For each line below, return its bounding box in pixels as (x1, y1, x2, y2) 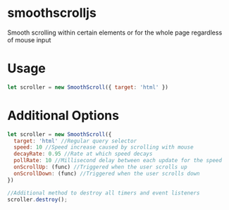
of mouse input (7, 35, 51, 44)
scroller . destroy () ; (7, 196, 68, 203)
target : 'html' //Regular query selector (13, 137, 137, 144)
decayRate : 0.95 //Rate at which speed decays (13, 150, 153, 158)
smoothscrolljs (7, 5, 97, 21)
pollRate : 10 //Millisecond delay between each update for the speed (13, 157, 222, 164)
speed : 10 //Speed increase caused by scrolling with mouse (13, 144, 194, 151)
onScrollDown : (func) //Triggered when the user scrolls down (13, 170, 200, 177)
